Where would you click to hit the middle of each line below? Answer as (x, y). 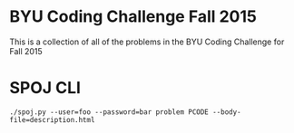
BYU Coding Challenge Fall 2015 (133, 17)
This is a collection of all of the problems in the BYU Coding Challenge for (147, 42)
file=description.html (52, 119)
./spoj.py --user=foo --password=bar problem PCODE (109, 112)
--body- (227, 112)
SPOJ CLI (45, 88)
